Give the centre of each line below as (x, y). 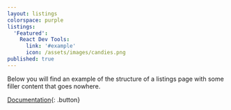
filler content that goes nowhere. (54, 86)
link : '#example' (51, 46)
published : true (31, 59)
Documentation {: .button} (44, 100)
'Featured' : (31, 33)
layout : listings (32, 14)
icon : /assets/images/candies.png (76, 53)
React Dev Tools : (45, 40)
